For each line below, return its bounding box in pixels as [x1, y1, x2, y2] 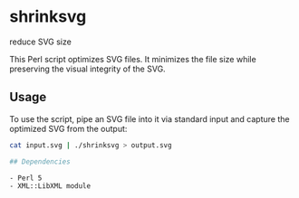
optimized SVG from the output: [9, 123, 128, 134]
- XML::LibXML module [9, 182, 92, 191]
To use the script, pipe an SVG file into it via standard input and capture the [9, 113, 290, 124]
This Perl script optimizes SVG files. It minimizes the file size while [9, 53, 256, 64]
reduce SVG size [9, 36, 72, 47]
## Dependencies [9, 156, 71, 166]
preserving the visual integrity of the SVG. [9, 63, 166, 74]
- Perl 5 [9, 174, 43, 183]
